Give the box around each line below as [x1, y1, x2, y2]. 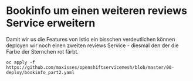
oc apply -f [6, 59, 35, 65]
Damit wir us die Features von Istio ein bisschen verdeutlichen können [6, 36, 175, 43]
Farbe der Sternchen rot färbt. [6, 48, 79, 55]
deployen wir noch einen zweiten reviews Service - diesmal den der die [6, 42, 179, 49]
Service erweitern [6, 16, 96, 30]
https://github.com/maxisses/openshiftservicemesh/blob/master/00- [6, 64, 175, 71]
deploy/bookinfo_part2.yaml [6, 69, 75, 75]
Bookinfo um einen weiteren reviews [6, 4, 188, 17]
